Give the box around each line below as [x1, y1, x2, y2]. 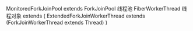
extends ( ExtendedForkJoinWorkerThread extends [22, 12, 146, 19]
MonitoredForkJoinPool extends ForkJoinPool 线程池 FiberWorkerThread [6, 5, 181, 12]
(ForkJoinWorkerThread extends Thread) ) [6, 19, 108, 26]
